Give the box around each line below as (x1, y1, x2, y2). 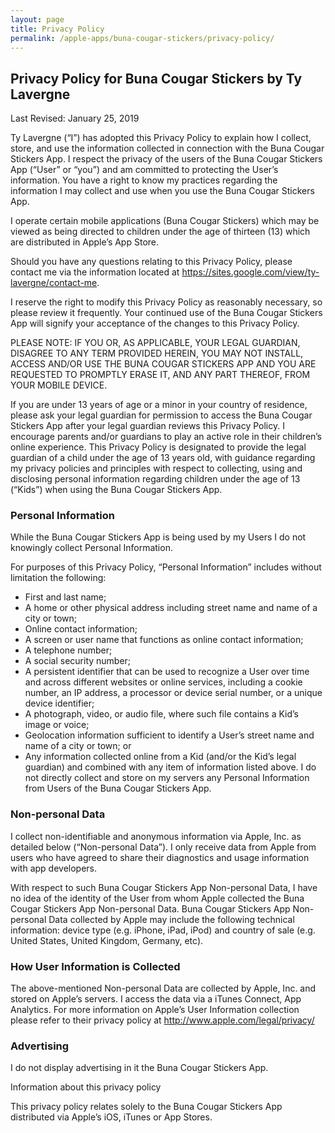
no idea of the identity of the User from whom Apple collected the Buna (10, 892, 305, 904)
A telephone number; (24, 644, 113, 656)
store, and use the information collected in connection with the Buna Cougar (10, 142, 325, 155)
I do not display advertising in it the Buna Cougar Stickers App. (10, 1062, 269, 1074)
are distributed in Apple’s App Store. (10, 236, 160, 248)
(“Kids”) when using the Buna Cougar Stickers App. (10, 484, 223, 496)
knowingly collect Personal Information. (10, 542, 173, 554)
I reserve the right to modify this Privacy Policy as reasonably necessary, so (10, 296, 323, 308)
